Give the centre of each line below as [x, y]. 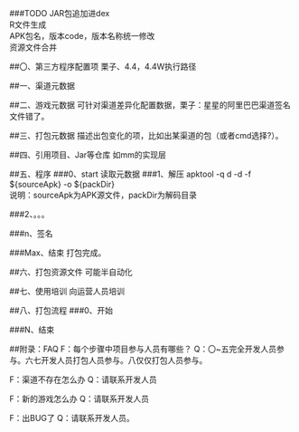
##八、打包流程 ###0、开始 [61, 310]
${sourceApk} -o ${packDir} [62, 184]
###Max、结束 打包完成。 [58, 253]
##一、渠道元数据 [42, 86]
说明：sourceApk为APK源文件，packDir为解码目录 [103, 195]
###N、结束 [32, 330]
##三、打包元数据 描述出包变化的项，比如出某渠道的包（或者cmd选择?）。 [146, 135]
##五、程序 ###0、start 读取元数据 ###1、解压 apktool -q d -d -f [130, 174]
